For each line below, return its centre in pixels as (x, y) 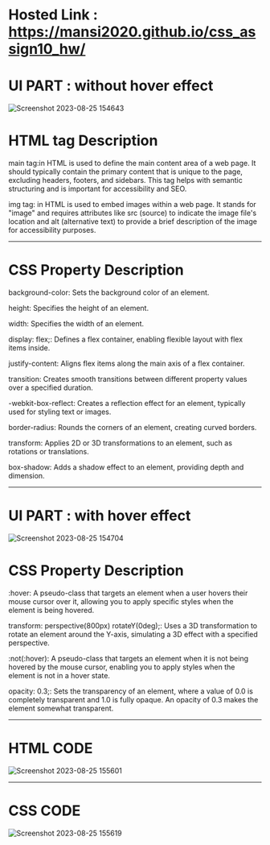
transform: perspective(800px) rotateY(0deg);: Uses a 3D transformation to (133, 625)
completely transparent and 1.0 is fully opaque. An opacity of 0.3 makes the (133, 699)
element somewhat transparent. (61, 708)
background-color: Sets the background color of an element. (109, 292)
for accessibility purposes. (52, 230)
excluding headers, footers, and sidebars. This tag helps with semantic (125, 180)
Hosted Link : (53, 15)
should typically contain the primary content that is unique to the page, (126, 172)
